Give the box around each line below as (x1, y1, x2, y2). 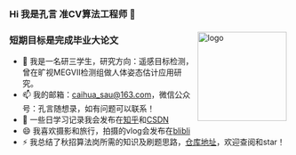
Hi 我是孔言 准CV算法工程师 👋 (9, 7, 136, 20)
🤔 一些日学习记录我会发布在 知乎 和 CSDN (21, 114, 169, 126)
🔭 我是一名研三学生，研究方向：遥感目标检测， (21, 56, 194, 67)
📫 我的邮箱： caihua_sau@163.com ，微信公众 (21, 89, 191, 100)
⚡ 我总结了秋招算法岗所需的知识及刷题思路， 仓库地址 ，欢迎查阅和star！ (21, 136, 286, 148)
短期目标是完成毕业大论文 (9, 34, 119, 46)
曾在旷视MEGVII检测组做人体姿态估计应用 (21, 67, 175, 77)
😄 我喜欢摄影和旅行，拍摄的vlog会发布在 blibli (21, 126, 191, 136)
